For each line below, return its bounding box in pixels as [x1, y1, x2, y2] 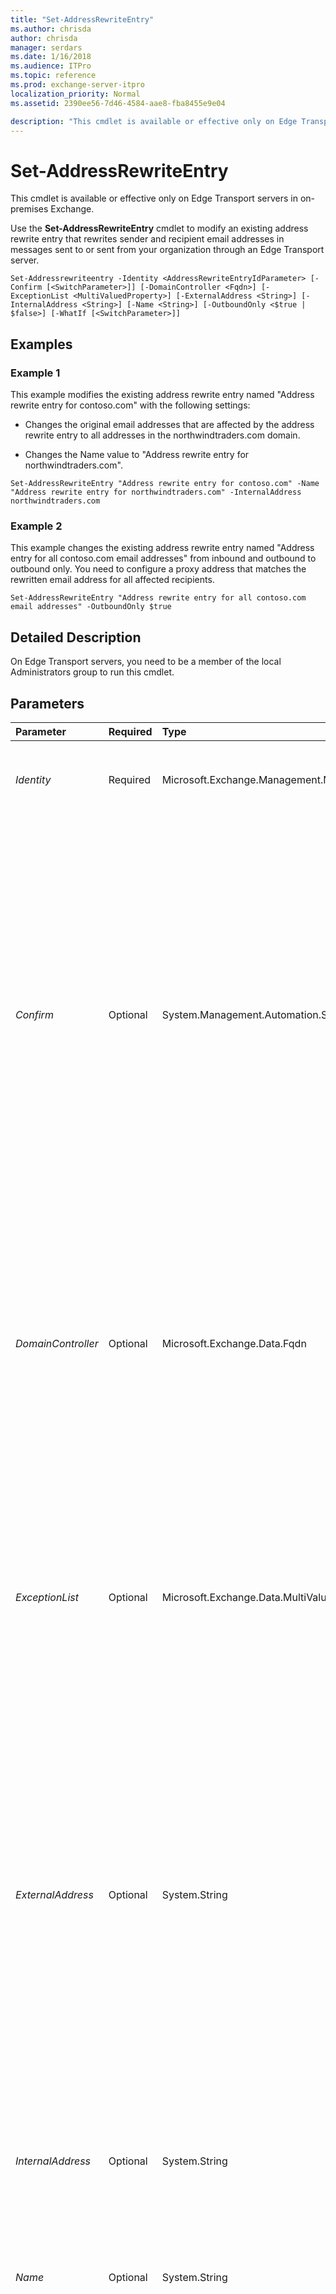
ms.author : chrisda [10, 24, 92, 34]
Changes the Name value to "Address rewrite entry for [24, 449, 250, 460]
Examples [10, 336, 73, 353]
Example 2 [10, 519, 63, 533]
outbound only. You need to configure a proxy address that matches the [10, 563, 307, 575]
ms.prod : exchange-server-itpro [10, 80, 145, 90]
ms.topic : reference [10, 71, 97, 81]
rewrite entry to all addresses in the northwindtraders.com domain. [24, 429, 301, 441]
